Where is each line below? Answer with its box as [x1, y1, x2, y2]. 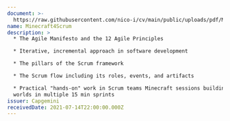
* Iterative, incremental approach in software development [13, 48, 188, 55]
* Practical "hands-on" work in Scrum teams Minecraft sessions [13, 85, 201, 92]
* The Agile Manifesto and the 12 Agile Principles [13, 36, 164, 42]
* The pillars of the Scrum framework [13, 60, 125, 67]
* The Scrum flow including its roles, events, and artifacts [13, 72, 194, 79]
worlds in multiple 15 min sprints [13, 91, 115, 98]
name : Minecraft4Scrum [7, 23, 72, 29]
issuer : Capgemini [7, 97, 60, 105]
